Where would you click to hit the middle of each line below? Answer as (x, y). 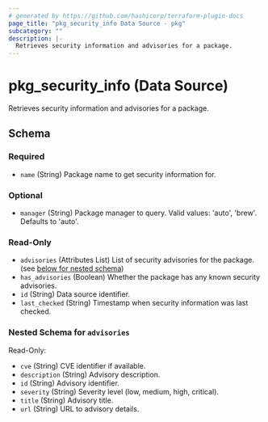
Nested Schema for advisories (69, 332)
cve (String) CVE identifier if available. (83, 365)
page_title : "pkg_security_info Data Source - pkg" (97, 23)
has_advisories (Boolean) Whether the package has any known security (140, 277)
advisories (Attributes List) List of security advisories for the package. (137, 260)
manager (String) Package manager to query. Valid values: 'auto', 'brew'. (138, 213)
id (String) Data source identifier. (75, 294)
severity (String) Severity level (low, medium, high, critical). (119, 391)
